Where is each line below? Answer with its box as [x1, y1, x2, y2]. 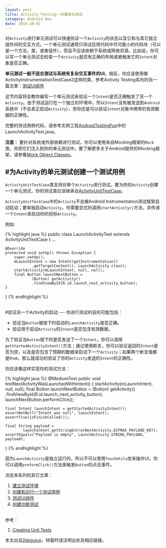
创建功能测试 [12, 501, 39, 507]
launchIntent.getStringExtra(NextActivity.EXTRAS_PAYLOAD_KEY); [23, 428, 158, 433]
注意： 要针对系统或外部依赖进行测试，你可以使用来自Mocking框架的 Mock [5, 139, 154, 145]
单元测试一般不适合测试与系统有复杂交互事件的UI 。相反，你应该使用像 [5, 70, 148, 77]
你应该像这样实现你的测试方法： [5, 366, 70, 372]
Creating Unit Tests [12, 527, 52, 533]
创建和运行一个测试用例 [12, 489, 60, 495]
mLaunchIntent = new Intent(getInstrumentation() [14, 259, 119, 264]
